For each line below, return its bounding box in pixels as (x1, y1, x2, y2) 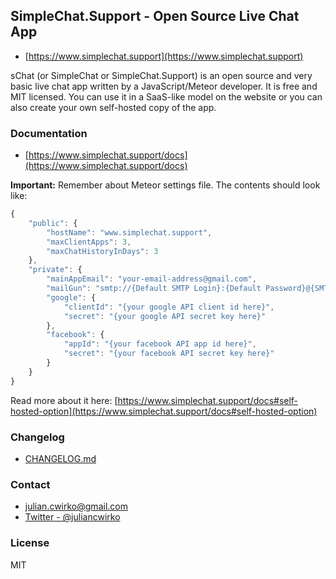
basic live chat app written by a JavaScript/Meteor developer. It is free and (10, 80, 318, 92)
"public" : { (28, 218, 78, 228)
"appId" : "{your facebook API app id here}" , (63, 339, 257, 349)
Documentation (10, 126, 88, 140)
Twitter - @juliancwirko (24, 511, 121, 523)
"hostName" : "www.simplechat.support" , (46, 227, 213, 238)
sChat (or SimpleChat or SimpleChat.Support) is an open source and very (10, 69, 313, 81)
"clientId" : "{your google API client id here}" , (63, 302, 275, 312)
